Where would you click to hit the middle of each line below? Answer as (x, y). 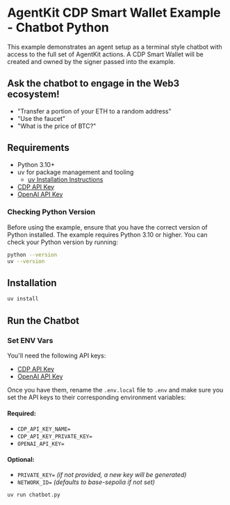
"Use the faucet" (41, 118)
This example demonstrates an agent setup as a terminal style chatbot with (115, 47)
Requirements (38, 148)
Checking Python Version (51, 212)
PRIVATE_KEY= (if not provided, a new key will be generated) (102, 475)
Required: (22, 413)
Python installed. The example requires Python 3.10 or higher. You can (107, 234)
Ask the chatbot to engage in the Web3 (93, 84)
